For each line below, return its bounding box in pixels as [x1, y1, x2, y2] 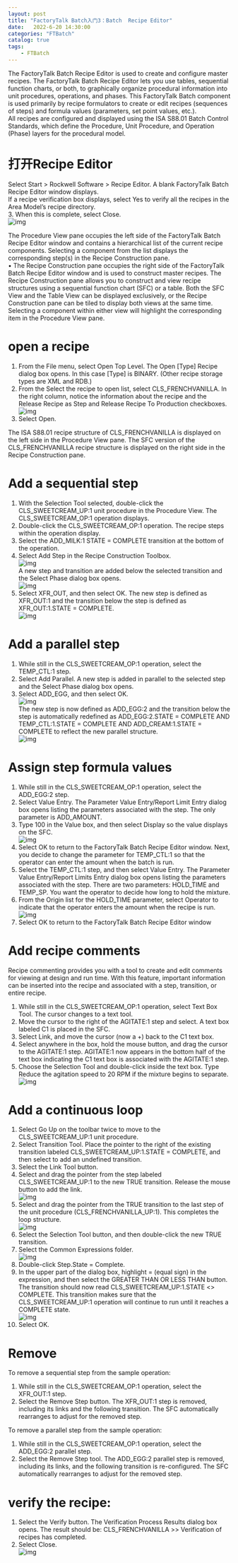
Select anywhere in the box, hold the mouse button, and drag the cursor [18, 1039, 228, 1048]
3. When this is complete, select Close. [8, 210, 121, 218]
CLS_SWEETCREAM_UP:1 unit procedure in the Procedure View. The [18, 506, 218, 514]
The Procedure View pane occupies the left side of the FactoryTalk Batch [8, 231, 221, 240]
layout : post [8, 10, 47, 18]
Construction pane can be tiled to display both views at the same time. [8, 298, 213, 307]
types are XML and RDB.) [18, 377, 93, 385]
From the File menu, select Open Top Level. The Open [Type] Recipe [18, 362, 218, 370]
